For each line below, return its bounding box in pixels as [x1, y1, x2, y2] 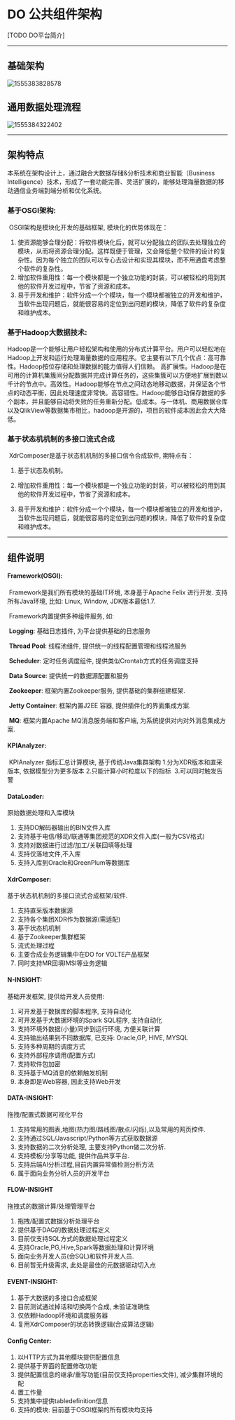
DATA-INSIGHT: [7, 1094, 54, 1102]
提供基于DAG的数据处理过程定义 [17, 1226, 111, 1234]
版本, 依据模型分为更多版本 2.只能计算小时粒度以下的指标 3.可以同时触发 [7, 767, 217, 776]
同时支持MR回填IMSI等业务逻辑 [17, 959, 108, 967]
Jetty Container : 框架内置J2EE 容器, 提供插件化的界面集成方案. [8, 701, 191, 710]
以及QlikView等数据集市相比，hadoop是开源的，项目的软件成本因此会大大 [7, 406, 220, 414]
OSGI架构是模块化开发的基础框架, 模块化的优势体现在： [8, 223, 169, 232]
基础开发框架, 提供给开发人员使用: [7, 992, 105, 1000]
